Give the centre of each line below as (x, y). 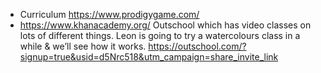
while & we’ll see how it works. (83, 46)
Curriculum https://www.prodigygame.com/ (109, 14)
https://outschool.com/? (197, 46)
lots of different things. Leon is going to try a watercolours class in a (160, 35)
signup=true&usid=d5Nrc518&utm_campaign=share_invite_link (149, 57)
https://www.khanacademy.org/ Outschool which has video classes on (165, 25)
